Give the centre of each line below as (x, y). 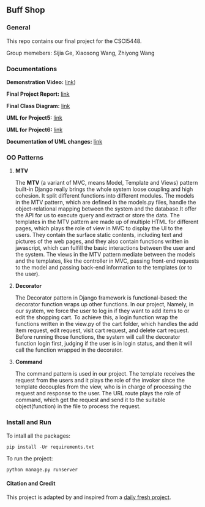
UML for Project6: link (35, 130)
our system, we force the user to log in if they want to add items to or (102, 311)
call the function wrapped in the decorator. (69, 350)
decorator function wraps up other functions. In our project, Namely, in (104, 304)
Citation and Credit (31, 484)
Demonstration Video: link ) (41, 82)
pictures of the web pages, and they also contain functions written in (102, 241)
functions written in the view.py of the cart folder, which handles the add (106, 324)
